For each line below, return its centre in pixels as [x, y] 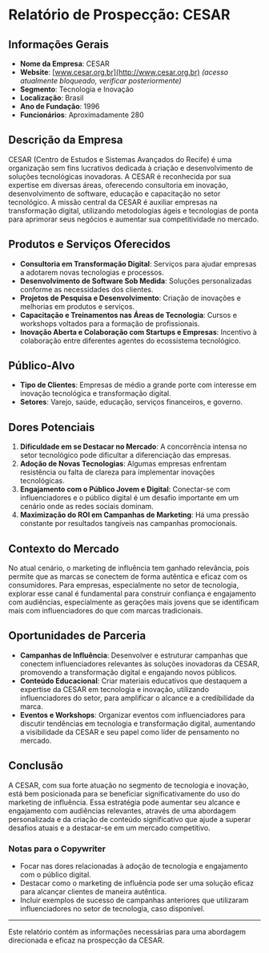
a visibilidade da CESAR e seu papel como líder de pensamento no [130, 731]
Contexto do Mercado [64, 549]
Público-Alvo [42, 366]
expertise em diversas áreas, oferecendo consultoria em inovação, [118, 185]
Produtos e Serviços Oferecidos [89, 244]
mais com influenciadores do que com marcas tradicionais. [106, 611]
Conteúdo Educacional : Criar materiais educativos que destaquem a [134, 681]
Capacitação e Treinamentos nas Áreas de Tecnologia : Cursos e [128, 315]
